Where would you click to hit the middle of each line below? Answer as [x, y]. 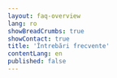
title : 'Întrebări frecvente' [59, 46]
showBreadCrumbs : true [46, 31]
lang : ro [22, 24]
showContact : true [39, 39]
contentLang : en [35, 54]
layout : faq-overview [44, 16]
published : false [37, 62]
